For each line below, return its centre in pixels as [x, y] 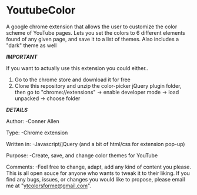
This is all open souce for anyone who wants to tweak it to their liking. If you [98, 173]
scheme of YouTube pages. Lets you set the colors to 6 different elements [96, 32]
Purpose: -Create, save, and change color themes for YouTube [82, 155]
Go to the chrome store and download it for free [72, 80]
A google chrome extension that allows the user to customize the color [92, 27]
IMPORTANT [22, 57]
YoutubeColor [41, 10]
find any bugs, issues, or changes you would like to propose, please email [96, 179]
